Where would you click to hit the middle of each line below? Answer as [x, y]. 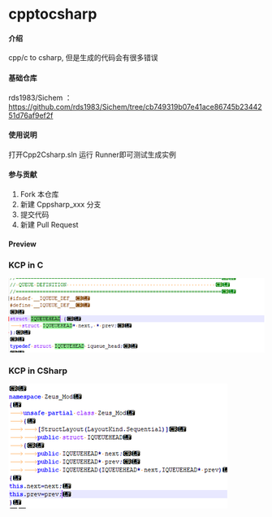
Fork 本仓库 [39, 194]
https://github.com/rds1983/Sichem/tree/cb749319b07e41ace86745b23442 [135, 106]
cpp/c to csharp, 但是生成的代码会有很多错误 [83, 58]
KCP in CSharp [38, 371]
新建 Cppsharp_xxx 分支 [60, 204]
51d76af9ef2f [31, 115]
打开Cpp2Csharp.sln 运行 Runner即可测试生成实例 [92, 154]
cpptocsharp [53, 14]
